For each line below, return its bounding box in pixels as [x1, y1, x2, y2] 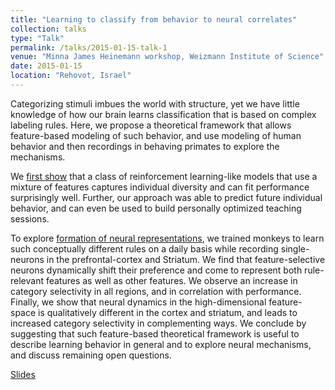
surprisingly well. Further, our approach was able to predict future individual [10, 191, 323, 203]
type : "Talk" [10, 33, 65, 43]
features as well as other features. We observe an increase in [45, 274, 298, 286]
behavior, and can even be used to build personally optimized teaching [10, 202, 302, 214]
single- [280, 242, 310, 255]
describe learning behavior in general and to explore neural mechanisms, [10, 338, 312, 350]
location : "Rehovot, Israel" [10, 71, 132, 81]
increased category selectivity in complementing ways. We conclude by [10, 317, 307, 329]
